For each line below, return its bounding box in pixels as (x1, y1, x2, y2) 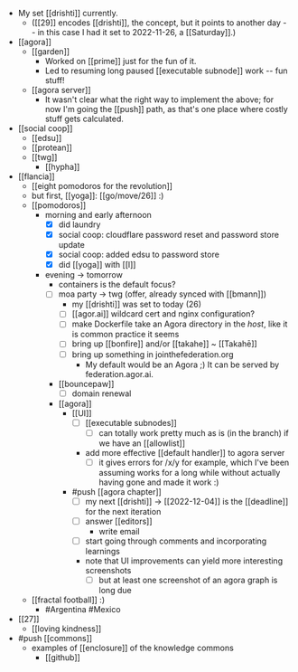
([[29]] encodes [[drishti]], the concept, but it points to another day (31, 17, 282, 28)
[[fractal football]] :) (31, 594, 106, 605)
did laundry (58, 219, 101, 230)
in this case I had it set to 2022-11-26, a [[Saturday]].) (37, 27, 237, 37)
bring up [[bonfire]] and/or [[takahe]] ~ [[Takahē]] (71, 338, 257, 349)
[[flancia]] (17, 171, 56, 182)
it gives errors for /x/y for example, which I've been (98, 457, 290, 468)
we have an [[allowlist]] (98, 438, 185, 449)
